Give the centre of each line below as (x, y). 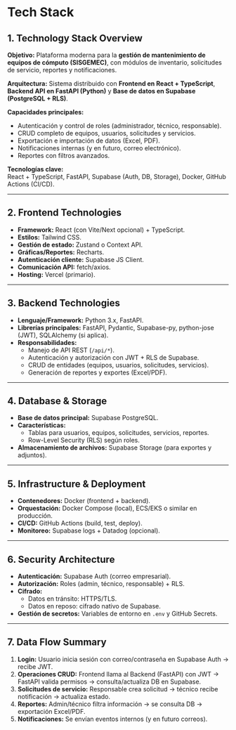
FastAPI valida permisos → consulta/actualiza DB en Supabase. (109, 682)
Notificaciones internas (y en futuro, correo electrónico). (99, 148)
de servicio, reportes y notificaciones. (62, 70)
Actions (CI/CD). (31, 184)
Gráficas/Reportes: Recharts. (61, 252)
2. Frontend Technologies (64, 213)
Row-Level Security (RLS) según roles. (84, 441)
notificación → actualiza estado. (64, 696)
